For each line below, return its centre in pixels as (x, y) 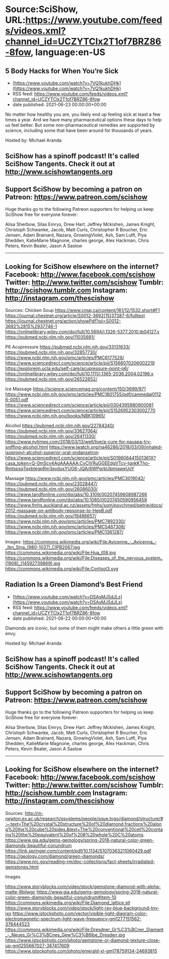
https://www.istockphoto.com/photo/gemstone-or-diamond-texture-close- (83, 940)
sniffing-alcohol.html (27, 447)
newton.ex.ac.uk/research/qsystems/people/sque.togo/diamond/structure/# (84, 818)
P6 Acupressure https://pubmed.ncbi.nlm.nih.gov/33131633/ (68, 347)
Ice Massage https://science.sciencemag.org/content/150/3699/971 (75, 389)
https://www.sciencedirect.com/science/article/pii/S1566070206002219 (80, 363)
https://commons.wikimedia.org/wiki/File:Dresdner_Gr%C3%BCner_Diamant (84, 929)
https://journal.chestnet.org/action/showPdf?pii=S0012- (63, 321)
